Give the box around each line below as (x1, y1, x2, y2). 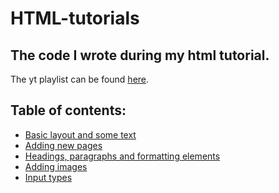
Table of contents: (10, 102, 127, 119)
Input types (24, 171, 73, 183)
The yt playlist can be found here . (10, 73, 150, 85)
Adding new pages (24, 139, 103, 151)
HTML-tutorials (10, 7, 140, 30)
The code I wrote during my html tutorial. (10, 47, 270, 64)
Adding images (24, 160, 88, 172)
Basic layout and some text (24, 128, 137, 141)
